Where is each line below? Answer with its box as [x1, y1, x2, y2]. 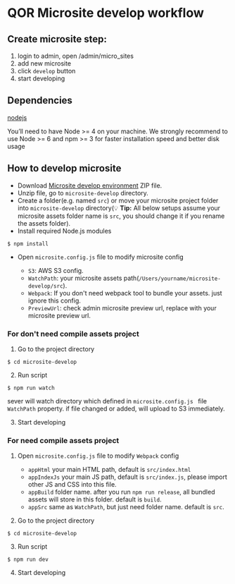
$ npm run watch [7, 384, 55, 391]
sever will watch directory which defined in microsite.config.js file [7, 396, 208, 405]
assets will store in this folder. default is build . [27, 495, 162, 504]
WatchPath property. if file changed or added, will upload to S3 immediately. [7, 404, 225, 413]
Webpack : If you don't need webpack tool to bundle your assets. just [27, 288, 223, 297]
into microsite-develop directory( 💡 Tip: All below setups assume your [17, 203, 220, 212]
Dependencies [7, 95, 72, 107]
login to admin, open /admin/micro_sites [17, 51, 134, 60]
